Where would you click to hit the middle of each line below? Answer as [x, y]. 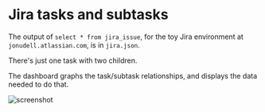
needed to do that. [39, 84]
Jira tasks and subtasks [88, 15]
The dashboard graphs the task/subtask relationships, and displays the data [133, 75]
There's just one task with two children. [73, 60]
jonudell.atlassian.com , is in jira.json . [74, 44]
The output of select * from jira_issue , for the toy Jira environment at [126, 37]
